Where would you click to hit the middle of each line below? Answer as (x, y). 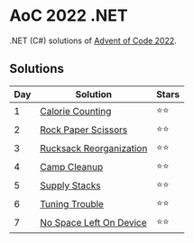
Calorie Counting (76, 112)
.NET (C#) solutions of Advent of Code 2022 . (93, 40)
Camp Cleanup (72, 167)
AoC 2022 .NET (69, 16)
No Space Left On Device (93, 223)
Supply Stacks (70, 185)
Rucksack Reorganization (94, 148)
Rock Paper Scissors (84, 130)
